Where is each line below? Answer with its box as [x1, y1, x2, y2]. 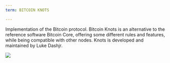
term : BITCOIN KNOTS [5, 7, 50, 13]
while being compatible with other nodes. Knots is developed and [5, 37, 144, 43]
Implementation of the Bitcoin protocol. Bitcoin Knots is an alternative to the [5, 26, 165, 32]
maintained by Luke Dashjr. [5, 42, 63, 49]
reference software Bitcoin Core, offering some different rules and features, [5, 31, 165, 37]
